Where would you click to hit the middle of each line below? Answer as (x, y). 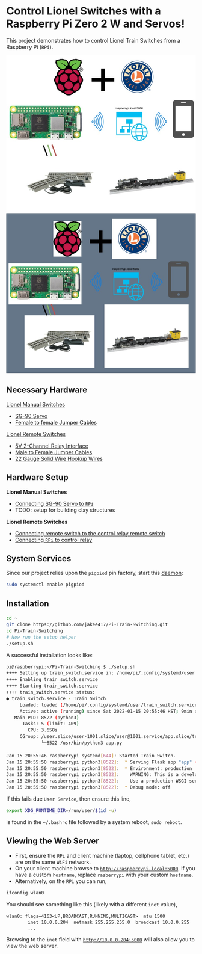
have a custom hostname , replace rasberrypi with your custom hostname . (104, 875)
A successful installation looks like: (50, 655)
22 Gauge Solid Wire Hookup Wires (59, 458)
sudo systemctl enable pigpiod (45, 585)
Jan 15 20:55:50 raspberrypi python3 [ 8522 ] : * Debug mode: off (88, 787)
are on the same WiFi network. (53, 862)
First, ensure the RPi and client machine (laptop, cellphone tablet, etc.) (102, 855)
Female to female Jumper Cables (56, 422)
